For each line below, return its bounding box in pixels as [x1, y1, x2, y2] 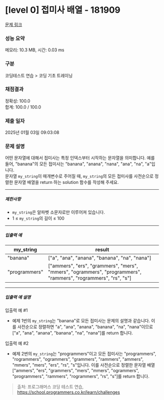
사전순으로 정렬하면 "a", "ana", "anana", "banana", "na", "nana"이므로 [17, 324, 153, 330]
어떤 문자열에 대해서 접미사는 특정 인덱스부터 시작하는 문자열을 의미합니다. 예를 [5, 155, 155, 161]
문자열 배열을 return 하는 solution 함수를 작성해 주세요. [14, 179, 119, 185]
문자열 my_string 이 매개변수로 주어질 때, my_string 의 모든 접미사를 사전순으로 [5, 173, 154, 179]
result [95, 246, 109, 253]
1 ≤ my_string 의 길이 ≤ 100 [12, 216, 65, 222]
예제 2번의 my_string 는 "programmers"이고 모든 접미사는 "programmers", [12, 351, 156, 357]
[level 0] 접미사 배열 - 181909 [5, 4, 121, 16]
